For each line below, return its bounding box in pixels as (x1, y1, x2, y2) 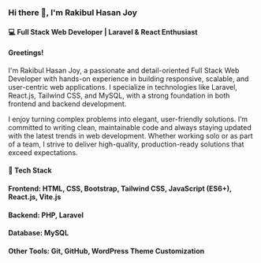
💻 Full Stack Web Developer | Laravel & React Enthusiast (8, 27, 198, 36)
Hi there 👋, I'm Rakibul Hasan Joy (8, 7, 138, 18)
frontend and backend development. (8, 98, 127, 109)
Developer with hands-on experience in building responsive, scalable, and (8, 74, 249, 83)
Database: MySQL (8, 228, 69, 238)
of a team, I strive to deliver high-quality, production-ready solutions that (8, 139, 244, 149)
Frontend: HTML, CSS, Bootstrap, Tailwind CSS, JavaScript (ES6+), (8, 183, 233, 193)
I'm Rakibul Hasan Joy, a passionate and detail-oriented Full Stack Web (8, 65, 240, 75)
